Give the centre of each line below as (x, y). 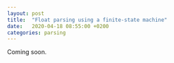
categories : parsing (37, 33)
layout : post (26, 13)
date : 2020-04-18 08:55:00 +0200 (58, 26)
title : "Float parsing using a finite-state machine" (87, 20)
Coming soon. (27, 52)
